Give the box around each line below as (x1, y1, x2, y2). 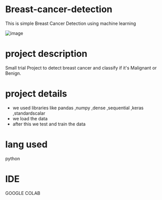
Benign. (5, 70, 21, 76)
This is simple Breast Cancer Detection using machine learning (5, 20, 136, 26)
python (5, 155, 20, 161)
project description (5, 48, 88, 59)
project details (5, 88, 67, 99)
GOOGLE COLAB (5, 190, 40, 196)
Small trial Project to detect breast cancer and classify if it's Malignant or (5, 64, 157, 71)
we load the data (12, 115, 48, 121)
